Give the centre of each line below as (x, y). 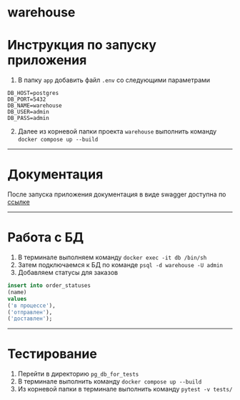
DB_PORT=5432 (27, 100)
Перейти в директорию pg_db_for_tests (78, 374)
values (17, 299)
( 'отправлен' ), (30, 312)
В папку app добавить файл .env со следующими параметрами (114, 80)
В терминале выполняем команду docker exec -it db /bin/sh (112, 257)
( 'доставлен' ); (30, 319)
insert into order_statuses (49, 286)
